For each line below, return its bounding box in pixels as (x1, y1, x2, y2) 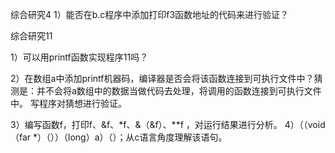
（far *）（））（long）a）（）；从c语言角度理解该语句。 (10, 131, 228, 143)
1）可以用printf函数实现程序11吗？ (10, 51, 149, 63)
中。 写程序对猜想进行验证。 (10, 98, 127, 109)
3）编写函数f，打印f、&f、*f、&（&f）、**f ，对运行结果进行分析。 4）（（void (10, 119, 326, 130)
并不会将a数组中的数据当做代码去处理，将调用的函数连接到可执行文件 (36, 85, 322, 97)
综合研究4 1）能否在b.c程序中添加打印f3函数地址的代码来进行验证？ (10, 9, 290, 20)
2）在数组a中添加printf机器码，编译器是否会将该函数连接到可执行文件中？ (10, 73, 315, 84)
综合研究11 (10, 30, 53, 42)
